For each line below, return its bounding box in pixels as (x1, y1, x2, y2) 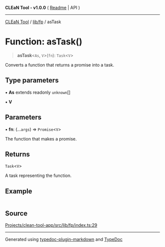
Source (5, 209, 28, 217)
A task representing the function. (5, 173, 72, 178)
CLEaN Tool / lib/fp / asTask (5, 19, 61, 25)
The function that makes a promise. (5, 136, 77, 141)
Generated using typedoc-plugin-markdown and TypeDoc (5, 237, 123, 242)
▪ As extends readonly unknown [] (5, 89, 71, 95)
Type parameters (5, 76, 59, 85)
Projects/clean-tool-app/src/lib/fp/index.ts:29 (5, 222, 97, 228)
